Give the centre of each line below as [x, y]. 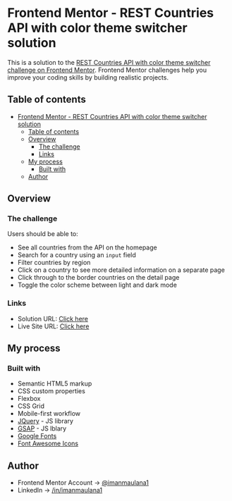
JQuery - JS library [45, 421]
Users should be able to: [43, 234]
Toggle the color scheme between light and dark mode [97, 285]
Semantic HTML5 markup [55, 384]
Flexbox [29, 399]
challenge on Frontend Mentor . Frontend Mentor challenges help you [107, 70]
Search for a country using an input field [77, 255]
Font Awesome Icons [48, 444]
